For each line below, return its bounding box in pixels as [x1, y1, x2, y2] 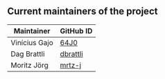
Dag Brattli [10, 49, 45, 58]
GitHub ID [60, 26, 93, 35]
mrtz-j [60, 60, 82, 70]
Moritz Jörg [10, 60, 49, 70]
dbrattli [60, 49, 83, 58]
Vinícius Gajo [10, 37, 53, 47]
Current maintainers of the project [7, 6, 158, 17]
